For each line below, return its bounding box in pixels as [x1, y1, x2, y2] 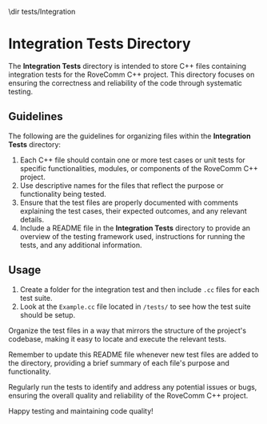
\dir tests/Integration [8, 7, 76, 16]
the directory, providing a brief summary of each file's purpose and [8, 358, 230, 367]
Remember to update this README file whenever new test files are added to [8, 350, 259, 359]
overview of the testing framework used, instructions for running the [19, 231, 245, 241]
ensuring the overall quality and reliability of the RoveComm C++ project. [8, 390, 249, 400]
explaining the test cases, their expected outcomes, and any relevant [19, 206, 247, 215]
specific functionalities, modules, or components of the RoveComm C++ [19, 163, 258, 173]
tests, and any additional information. [19, 240, 142, 250]
